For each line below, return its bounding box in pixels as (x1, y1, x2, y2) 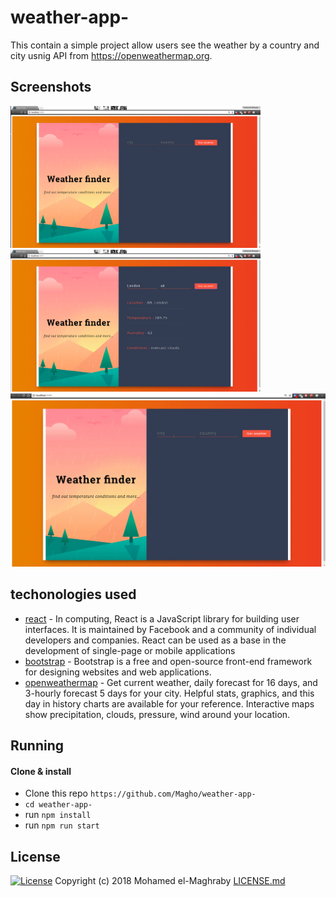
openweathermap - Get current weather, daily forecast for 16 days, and (24, 676, 318, 688)
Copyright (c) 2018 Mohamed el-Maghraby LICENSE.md (54, 874, 286, 886)
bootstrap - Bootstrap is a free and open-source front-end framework (24, 655, 313, 667)
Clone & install (10, 765, 72, 777)
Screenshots (10, 79, 92, 96)
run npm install (24, 809, 92, 821)
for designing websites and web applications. (24, 666, 212, 678)
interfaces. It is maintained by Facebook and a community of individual (24, 623, 317, 635)
